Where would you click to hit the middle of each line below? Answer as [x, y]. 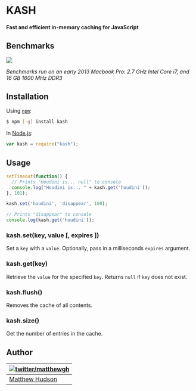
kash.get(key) [27, 264]
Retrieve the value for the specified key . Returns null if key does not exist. [97, 277]
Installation [27, 96]
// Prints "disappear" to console [49, 215]
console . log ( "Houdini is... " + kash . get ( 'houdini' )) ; [81, 187]
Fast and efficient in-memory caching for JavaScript [72, 27]
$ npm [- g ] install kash [37, 122]
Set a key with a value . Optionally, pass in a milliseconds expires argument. [98, 249]
